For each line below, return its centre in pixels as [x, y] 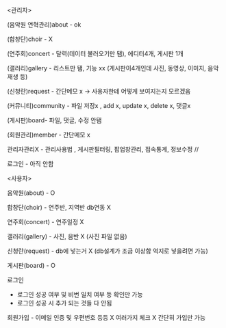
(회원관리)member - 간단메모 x [49, 135]
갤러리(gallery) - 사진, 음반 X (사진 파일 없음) [67, 236]
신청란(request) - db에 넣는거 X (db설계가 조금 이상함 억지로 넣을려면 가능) [108, 251]
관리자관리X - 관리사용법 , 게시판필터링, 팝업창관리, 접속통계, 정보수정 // [103, 149]
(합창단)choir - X [30, 39]
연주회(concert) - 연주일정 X [46, 222]
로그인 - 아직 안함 [30, 164]
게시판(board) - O [32, 265]
